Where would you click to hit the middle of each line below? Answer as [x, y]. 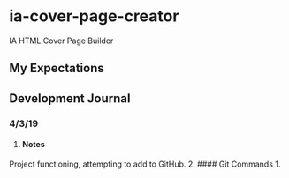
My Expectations [57, 68]
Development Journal [70, 98]
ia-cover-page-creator [94, 16]
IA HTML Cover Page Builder [61, 41]
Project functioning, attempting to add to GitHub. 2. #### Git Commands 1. [145, 164]
